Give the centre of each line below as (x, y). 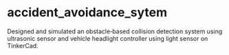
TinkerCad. (23, 45)
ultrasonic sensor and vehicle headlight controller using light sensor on (108, 38)
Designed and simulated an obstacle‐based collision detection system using (115, 31)
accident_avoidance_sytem (87, 13)
